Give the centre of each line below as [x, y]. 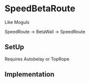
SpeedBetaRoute [40, 9]
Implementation [30, 74]
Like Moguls [17, 22]
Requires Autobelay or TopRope [37, 59]
